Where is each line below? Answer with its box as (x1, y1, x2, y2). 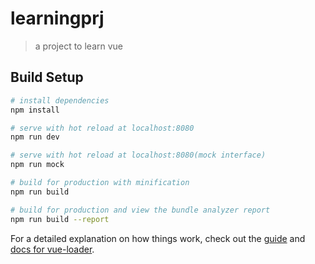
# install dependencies (10, 95, 110, 106)
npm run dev (10, 132, 60, 142)
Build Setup (10, 69, 84, 86)
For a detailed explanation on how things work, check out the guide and (10, 232, 306, 244)
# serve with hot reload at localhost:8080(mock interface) (10, 150, 267, 161)
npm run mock (10, 160, 65, 170)
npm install (10, 105, 60, 115)
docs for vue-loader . (10, 243, 95, 255)
